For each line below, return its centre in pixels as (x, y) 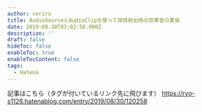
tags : (15, 66)
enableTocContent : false (43, 59)
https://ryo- (178, 93)
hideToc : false (29, 46)
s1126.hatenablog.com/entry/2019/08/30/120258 (78, 101)
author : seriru (29, 14)
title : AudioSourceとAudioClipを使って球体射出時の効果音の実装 (94, 20)
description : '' (31, 33)
